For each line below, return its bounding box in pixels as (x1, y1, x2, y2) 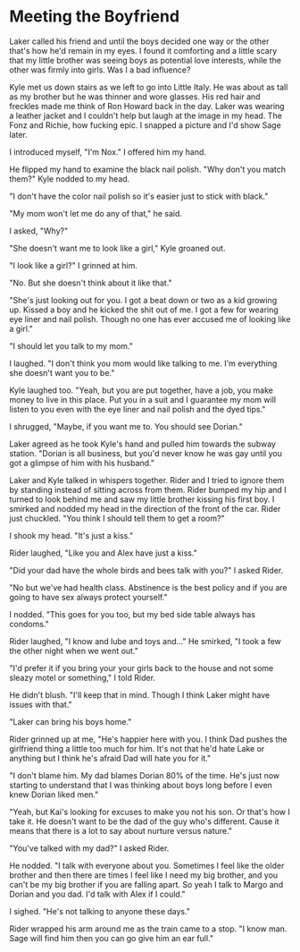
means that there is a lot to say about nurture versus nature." (9, 825, 233, 836)
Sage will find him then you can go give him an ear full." (9, 932, 214, 943)
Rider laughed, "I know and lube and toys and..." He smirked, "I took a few (9, 635, 281, 646)
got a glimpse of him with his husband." (9, 457, 154, 468)
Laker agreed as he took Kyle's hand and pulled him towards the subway (9, 438, 277, 449)
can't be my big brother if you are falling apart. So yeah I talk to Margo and (9, 879, 284, 889)
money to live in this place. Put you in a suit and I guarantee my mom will (9, 394, 277, 404)
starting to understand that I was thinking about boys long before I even (9, 779, 272, 790)
